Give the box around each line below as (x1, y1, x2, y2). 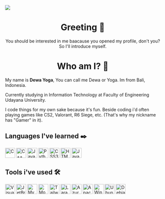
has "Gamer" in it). (5, 117, 43, 123)
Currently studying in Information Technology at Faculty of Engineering (5, 91, 149, 98)
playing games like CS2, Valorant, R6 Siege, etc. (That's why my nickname (5, 112, 156, 118)
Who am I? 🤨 (57, 61, 109, 72)
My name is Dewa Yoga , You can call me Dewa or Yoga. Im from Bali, (5, 77, 145, 83)
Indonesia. (5, 82, 27, 88)
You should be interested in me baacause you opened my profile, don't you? (5, 38, 160, 44)
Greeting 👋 (61, 22, 105, 33)
